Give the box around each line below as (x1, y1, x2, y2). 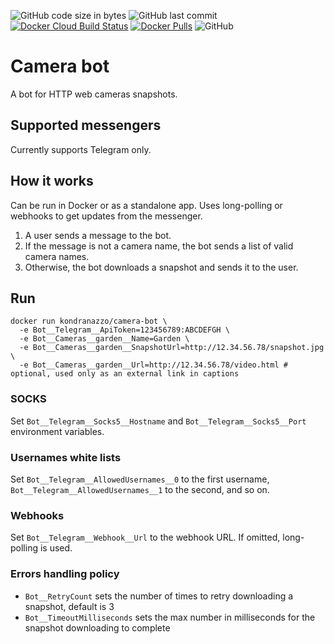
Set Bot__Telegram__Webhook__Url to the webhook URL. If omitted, (10, 531, 281, 544)
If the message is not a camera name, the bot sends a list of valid (24, 240, 294, 252)
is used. (39, 542, 73, 554)
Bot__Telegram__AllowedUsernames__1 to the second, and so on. (10, 483, 270, 495)
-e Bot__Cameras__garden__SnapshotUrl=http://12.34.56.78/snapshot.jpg (19, 343, 325, 353)
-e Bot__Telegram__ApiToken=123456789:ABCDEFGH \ (19, 325, 230, 335)
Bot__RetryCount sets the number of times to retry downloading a (24, 590, 294, 602)
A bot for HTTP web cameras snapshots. (10, 88, 178, 100)
